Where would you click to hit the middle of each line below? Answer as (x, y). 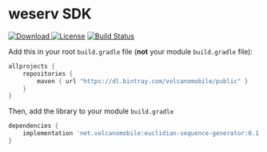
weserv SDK (50, 14)
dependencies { (34, 126)
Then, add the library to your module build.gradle (91, 111)
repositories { (48, 74)
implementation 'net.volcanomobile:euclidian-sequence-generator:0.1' (143, 134)
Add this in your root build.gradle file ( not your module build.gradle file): (131, 51)
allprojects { (32, 66)
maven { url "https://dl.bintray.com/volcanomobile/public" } (143, 81)
